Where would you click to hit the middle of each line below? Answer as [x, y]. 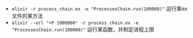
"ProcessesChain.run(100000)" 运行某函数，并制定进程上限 [83, 29]
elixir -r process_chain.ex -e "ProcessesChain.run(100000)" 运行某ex [99, 8]
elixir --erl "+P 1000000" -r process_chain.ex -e [75, 23]
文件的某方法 [27, 16]
